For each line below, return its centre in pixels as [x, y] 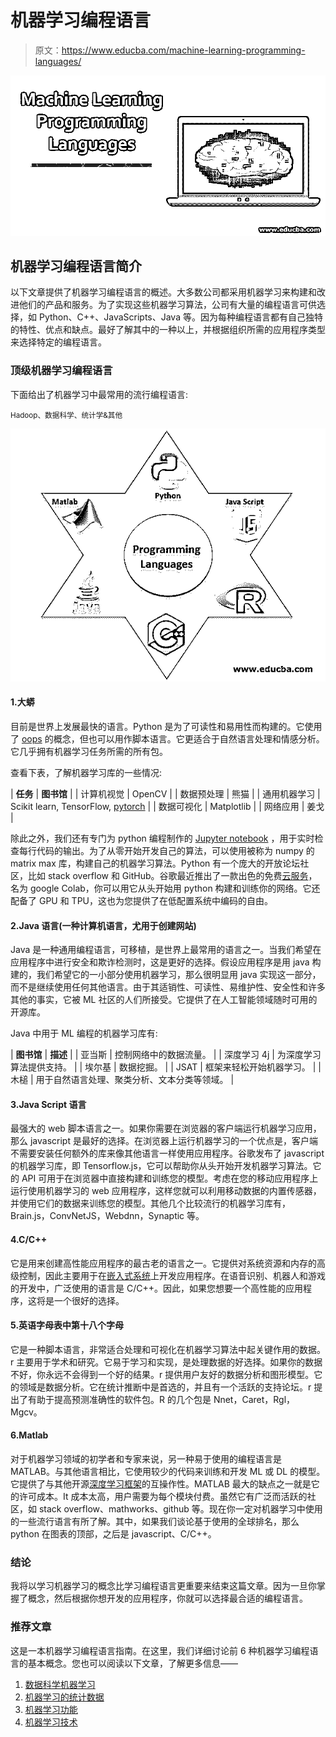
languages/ [58, 61]
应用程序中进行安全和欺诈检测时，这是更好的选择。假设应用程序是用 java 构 [166, 962]
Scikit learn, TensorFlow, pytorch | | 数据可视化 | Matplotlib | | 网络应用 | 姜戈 [167, 806]
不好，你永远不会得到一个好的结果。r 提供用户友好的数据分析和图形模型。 [162, 1374]
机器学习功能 [51, 1709]
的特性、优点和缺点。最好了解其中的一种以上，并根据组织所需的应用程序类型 [168, 330]
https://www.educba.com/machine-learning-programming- [183, 50]
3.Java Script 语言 [48, 1104]
